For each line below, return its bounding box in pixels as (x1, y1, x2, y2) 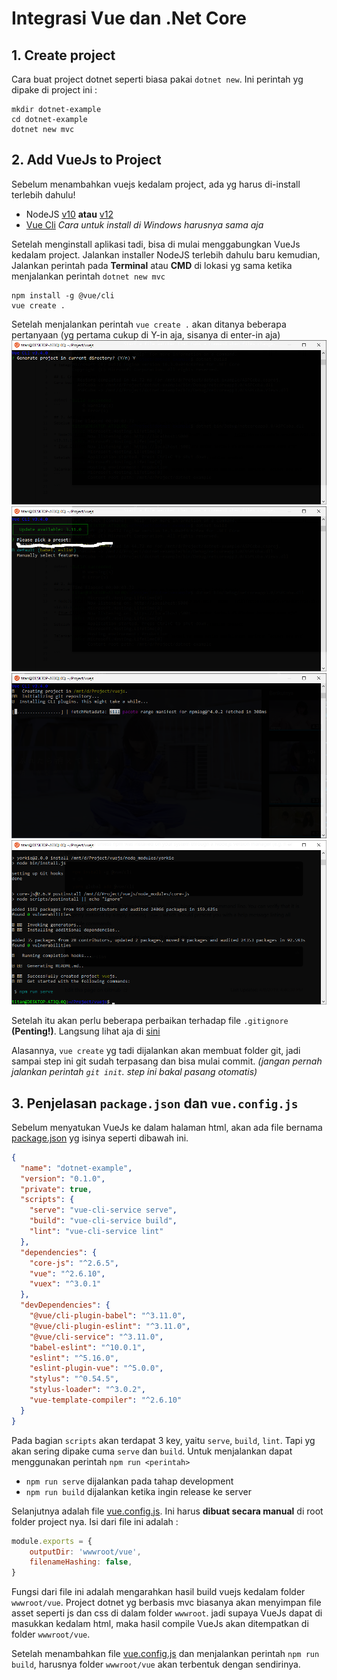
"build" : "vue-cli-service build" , (29, 1216, 178, 1226)
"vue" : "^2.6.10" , (29, 1268, 106, 1279)
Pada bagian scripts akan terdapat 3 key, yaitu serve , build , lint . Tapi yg (11, 1434, 316, 1446)
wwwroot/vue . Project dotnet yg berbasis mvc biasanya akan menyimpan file (11, 1597, 322, 1609)
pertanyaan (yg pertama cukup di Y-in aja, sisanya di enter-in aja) (11, 328, 281, 341)
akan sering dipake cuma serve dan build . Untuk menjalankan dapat (11, 1445, 293, 1457)
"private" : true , (20, 1184, 93, 1194)
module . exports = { (11, 1536, 93, 1546)
